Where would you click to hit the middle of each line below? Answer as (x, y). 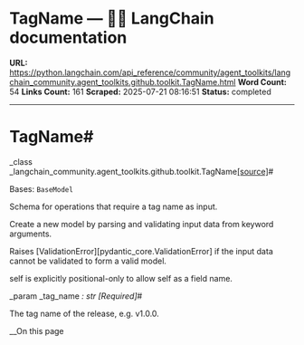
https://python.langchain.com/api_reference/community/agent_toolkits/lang (150, 72)
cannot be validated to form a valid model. (88, 261)
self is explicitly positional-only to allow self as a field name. (121, 278)
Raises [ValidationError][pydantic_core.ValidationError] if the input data (141, 251)
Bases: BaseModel (42, 188)
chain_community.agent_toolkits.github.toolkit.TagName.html (123, 81)
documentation (68, 38)
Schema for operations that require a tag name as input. (114, 206)
